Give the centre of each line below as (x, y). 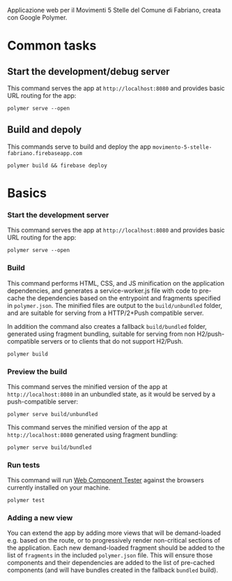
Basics (27, 193)
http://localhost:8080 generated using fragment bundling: (93, 434)
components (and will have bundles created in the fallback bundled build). (113, 570)
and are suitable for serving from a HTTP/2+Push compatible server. (106, 313)
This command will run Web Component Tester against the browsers (106, 480)
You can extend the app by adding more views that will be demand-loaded (114, 533)
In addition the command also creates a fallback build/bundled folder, (107, 326)
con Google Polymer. (37, 17)
